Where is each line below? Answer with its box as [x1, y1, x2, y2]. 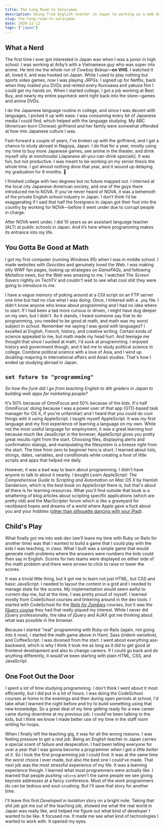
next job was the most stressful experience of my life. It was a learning [5, 762, 147, 768]
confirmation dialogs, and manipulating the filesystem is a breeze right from [5, 441, 157, 447]
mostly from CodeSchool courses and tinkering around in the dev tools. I [5, 597, 151, 603]
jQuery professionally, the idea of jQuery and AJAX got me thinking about [5, 612, 153, 618]
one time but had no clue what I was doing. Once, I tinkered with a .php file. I [5, 297, 159, 303]
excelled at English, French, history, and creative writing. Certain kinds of [5, 328, 152, 334]
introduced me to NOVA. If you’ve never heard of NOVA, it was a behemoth [5, 189, 156, 195]
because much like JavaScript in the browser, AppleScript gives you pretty [5, 431, 155, 437]
